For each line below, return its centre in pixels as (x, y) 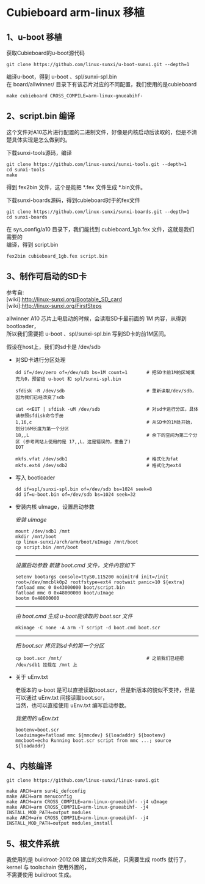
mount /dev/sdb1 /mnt (42, 531)
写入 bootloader (35, 478)
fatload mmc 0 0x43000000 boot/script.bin (70, 587)
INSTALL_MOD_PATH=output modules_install (60, 823)
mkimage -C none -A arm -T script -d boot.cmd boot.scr (88, 627)
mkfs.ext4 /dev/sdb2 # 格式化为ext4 (98, 465)
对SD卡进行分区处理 (40, 359)
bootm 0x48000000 (37, 598)
